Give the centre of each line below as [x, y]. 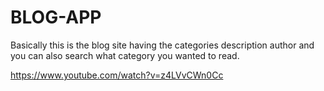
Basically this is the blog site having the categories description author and [162, 45]
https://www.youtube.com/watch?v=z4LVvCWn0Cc [117, 75]
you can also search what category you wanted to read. [125, 55]
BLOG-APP [56, 17]
